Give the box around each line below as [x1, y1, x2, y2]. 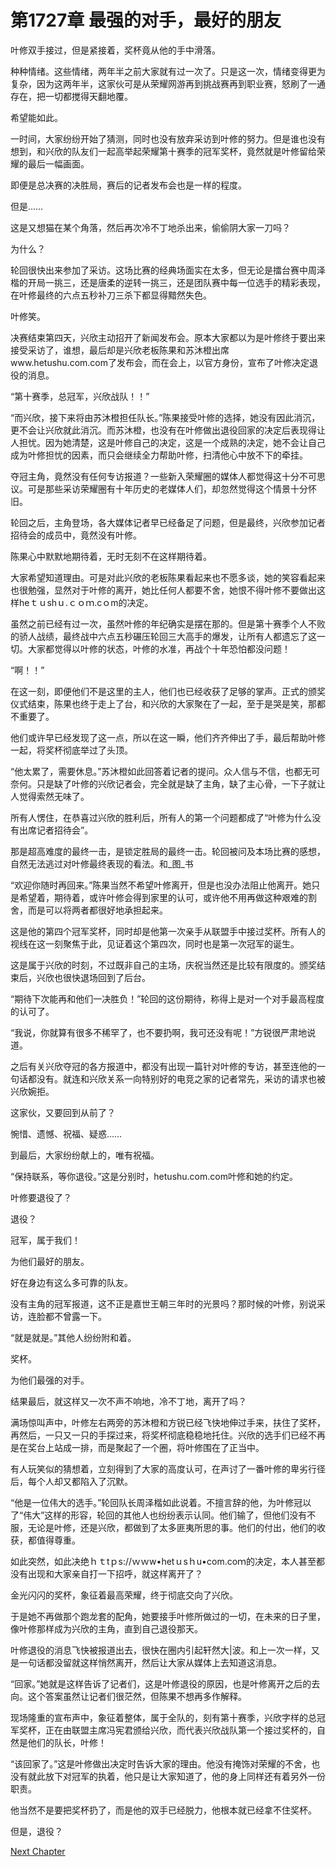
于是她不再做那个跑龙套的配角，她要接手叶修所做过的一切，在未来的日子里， [10, 1610, 326, 1622]
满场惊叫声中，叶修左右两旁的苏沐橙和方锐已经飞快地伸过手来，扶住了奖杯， [10, 1416, 326, 1428]
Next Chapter [10, 1845, 66, 1857]
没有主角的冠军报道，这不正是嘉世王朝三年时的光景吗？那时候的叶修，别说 [10, 1297, 317, 1310]
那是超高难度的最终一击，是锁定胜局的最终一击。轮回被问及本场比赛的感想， [10, 845, 326, 857]
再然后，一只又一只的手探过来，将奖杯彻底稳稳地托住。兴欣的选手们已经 [10, 1429, 308, 1441]
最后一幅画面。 [27, 157, 90, 170]
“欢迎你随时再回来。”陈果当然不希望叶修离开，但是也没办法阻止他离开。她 [10, 879, 312, 891]
